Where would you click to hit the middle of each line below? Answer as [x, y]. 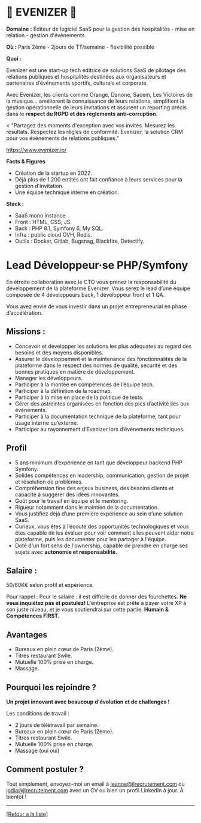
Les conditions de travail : [38, 713]
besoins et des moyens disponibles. [59, 352]
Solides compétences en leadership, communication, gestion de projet [102, 475]
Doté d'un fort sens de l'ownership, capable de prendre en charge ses [101, 545]
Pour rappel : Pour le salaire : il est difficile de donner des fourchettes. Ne [97, 597]
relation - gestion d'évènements [45, 35]
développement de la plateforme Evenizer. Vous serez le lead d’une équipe [98, 288]
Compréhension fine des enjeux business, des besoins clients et [94, 488]
